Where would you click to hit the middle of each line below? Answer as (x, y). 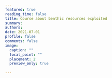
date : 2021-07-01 (23, 32)
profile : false (20, 37)
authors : (14, 28)
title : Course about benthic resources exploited (56, 18)
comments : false (21, 41)
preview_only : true (29, 63)
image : (12, 46)
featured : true (20, 9)
